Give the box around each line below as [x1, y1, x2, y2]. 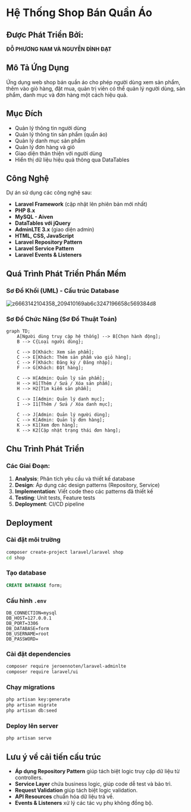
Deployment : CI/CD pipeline [14, 501, 84, 508]
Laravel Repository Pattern [14, 238, 83, 246]
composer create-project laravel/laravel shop [6, 549, 124, 555]
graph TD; [6, 328, 31, 334]
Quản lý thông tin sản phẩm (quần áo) [14, 131, 108, 138]
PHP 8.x [14, 207, 36, 214]
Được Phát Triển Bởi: [6, 30, 84, 40]
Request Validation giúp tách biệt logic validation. [14, 786, 138, 794]
